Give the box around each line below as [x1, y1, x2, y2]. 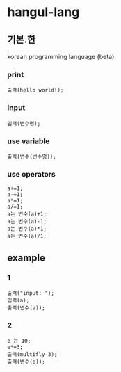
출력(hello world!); [7, 87, 64, 94]
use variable [7, 136, 50, 146]
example [7, 252, 46, 264]
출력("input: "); [7, 289, 54, 296]
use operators [7, 169, 56, 179]
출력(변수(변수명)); [7, 153, 57, 160]
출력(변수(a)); [7, 304, 45, 312]
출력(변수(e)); [7, 359, 45, 366]
